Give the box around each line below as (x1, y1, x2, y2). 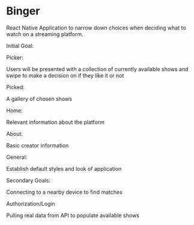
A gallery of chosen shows (6, 95, 72, 102)
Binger (6, 4, 40, 18)
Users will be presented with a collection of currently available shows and (6, 65, 189, 73)
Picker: (6, 54, 24, 61)
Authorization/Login (6, 200, 55, 207)
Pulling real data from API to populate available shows (6, 212, 139, 219)
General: (6, 153, 28, 161)
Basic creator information (6, 141, 69, 149)
